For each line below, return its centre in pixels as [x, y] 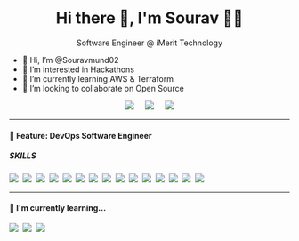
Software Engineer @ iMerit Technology [149, 43]
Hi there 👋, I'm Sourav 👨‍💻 [149, 18]
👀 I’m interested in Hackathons [78, 69]
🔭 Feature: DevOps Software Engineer [81, 135]
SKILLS [23, 156]
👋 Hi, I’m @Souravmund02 [70, 60]
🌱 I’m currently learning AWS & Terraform [97, 78]
